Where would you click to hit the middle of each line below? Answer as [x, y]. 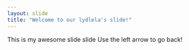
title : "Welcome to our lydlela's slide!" [69, 20]
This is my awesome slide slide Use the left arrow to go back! [95, 39]
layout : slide [28, 13]
